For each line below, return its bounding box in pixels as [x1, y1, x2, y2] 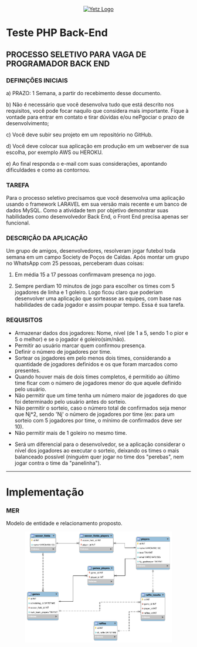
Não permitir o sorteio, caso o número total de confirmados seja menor [14, 404, 186, 411]
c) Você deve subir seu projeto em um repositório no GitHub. [6, 131, 153, 138]
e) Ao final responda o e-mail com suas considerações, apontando [6, 160, 167, 167]
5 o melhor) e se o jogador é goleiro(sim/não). [14, 336, 126, 343]
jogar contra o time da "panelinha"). [14, 459, 101, 467]
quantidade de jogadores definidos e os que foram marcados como [14, 360, 178, 367]
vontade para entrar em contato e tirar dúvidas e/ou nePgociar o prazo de [6, 113, 185, 120]
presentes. [14, 367, 41, 374]
